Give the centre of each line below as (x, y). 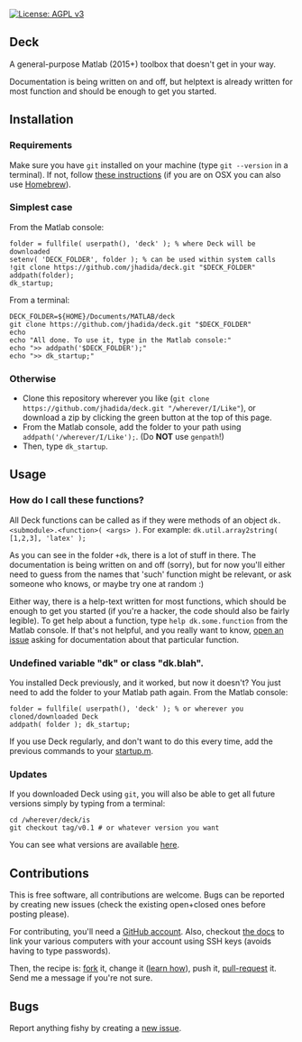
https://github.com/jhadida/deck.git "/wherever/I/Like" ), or (139, 408)
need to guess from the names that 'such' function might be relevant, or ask (151, 574)
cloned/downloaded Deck (54, 717)
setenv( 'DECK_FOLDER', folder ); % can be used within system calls (143, 259)
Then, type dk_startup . (65, 446)
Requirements (41, 145)
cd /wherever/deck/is (50, 820)
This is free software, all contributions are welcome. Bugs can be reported (147, 895)
